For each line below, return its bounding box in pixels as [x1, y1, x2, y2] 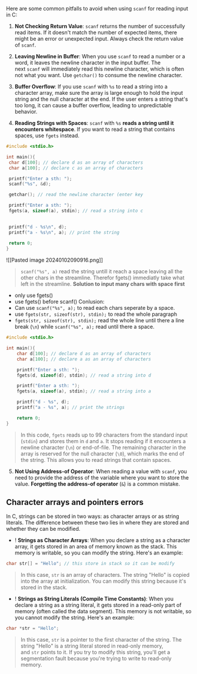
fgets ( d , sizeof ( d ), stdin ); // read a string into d [16, 372, 151, 378]
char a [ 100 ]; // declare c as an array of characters [8, 165, 143, 171]
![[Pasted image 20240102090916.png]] [6, 256, 103, 264]
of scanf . [14, 41, 36, 48]
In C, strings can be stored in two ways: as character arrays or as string [6, 513, 179, 520]
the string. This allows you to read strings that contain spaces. [20, 456, 172, 463]
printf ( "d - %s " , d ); [16, 399, 69, 405]
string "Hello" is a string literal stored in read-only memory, [20, 642, 163, 650]
